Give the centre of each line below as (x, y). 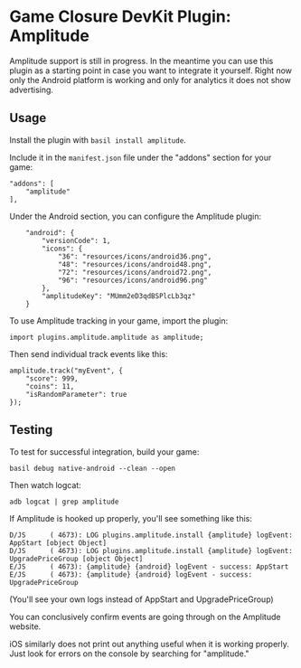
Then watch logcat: (45, 485)
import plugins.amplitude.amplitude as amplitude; (107, 337)
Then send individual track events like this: (89, 353)
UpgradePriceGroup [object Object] (76, 559)
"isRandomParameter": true (76, 394)
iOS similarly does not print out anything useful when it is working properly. (149, 644)
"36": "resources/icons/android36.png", (135, 256)
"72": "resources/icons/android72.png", (135, 272)
